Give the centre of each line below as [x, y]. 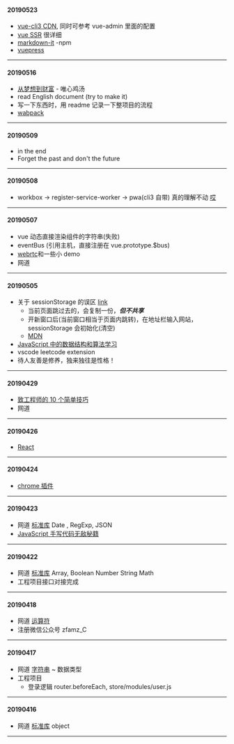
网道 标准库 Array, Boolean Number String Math [86, 573]
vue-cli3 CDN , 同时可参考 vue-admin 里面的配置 [86, 26]
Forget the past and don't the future [69, 158]
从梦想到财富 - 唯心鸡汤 [51, 89]
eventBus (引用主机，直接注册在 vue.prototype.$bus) [94, 245]
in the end [32, 151]
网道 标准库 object [43, 726]
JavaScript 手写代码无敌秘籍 [58, 534]
